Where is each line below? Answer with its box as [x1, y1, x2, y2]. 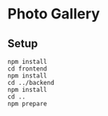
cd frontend [7, 65, 47, 73]
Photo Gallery [7, 5, 101, 23]
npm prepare [7, 100, 47, 108]
